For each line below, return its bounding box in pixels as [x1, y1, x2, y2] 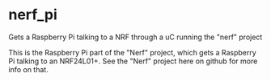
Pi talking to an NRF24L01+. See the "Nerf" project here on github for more [8, 56, 258, 66]
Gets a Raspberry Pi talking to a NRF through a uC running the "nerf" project [8, 32, 263, 42]
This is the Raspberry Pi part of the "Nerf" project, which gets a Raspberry [8, 47, 256, 57]
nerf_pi [8, 6, 58, 24]
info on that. [8, 64, 49, 74]
